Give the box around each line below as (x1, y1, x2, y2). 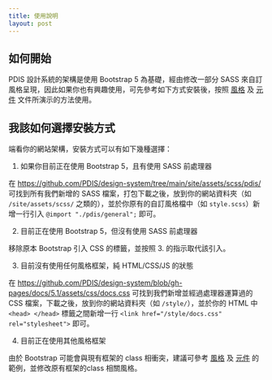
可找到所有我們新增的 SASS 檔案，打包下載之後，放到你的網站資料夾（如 (8, 188, 252, 199)
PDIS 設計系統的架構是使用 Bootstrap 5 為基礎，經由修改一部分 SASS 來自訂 (8, 75, 263, 84)
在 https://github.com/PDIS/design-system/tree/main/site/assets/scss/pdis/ (8, 179, 261, 188)
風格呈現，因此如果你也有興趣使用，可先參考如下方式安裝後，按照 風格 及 (8, 84, 254, 94)
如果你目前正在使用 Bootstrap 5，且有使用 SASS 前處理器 (19, 162, 213, 171)
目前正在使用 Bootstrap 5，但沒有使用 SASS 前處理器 (19, 227, 198, 236)
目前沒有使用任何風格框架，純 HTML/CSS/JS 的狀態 (19, 261, 194, 270)
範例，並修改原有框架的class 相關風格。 (8, 363, 142, 374)
